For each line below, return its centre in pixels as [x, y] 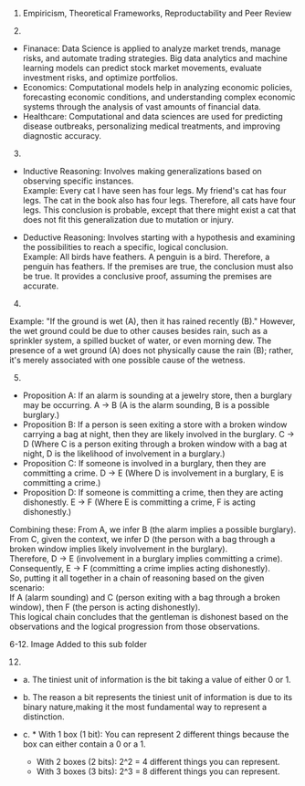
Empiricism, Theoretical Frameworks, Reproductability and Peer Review [157, 13]
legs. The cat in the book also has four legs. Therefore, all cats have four [159, 200]
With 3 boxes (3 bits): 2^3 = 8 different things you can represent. [158, 771]
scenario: [27, 587]
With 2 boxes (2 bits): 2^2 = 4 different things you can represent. [158, 762]
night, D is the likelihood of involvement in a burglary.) [124, 454]
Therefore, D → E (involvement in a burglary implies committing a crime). [146, 559]
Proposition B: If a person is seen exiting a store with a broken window [155, 424]
